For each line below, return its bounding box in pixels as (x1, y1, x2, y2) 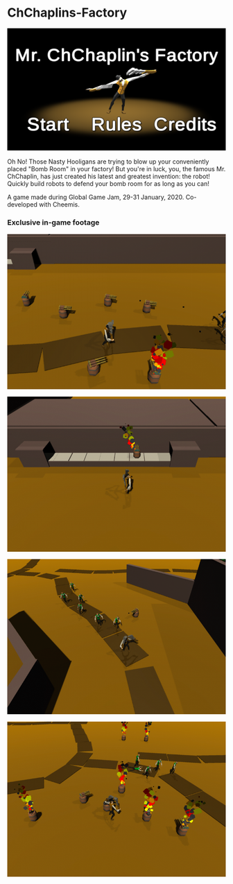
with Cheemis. (39, 200, 80, 209)
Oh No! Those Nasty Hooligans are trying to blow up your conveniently (7, 157, 209, 166)
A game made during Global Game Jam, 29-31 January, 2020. (7, 193, 184, 202)
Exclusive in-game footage (7, 218, 100, 227)
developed (7, 200, 38, 209)
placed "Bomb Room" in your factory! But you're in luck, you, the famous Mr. (7, 165, 226, 173)
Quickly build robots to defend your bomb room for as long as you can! (7, 180, 209, 188)
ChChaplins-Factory (7, 5, 128, 21)
